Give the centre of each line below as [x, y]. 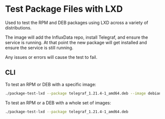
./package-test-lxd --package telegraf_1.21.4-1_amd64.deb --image [76, 93]
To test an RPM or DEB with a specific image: [51, 84]
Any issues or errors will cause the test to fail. [51, 57]
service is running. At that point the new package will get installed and [76, 42]
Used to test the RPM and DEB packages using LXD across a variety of [77, 23]
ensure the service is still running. [39, 48]
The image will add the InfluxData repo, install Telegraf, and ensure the [77, 37]
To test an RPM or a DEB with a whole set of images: [58, 103]
